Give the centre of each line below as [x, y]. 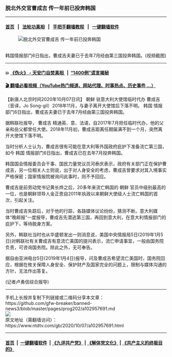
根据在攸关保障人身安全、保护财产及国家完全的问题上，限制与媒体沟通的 [90, 265]
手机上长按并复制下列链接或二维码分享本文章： [55, 298]
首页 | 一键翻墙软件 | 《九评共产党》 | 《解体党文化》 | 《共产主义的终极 [82, 343]
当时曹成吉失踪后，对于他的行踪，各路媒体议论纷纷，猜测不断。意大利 [79, 211]
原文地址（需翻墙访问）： [31, 320]
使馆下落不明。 [30, 136]
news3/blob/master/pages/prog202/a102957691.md [60, 309]
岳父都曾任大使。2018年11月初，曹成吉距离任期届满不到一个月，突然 [86, 129]
